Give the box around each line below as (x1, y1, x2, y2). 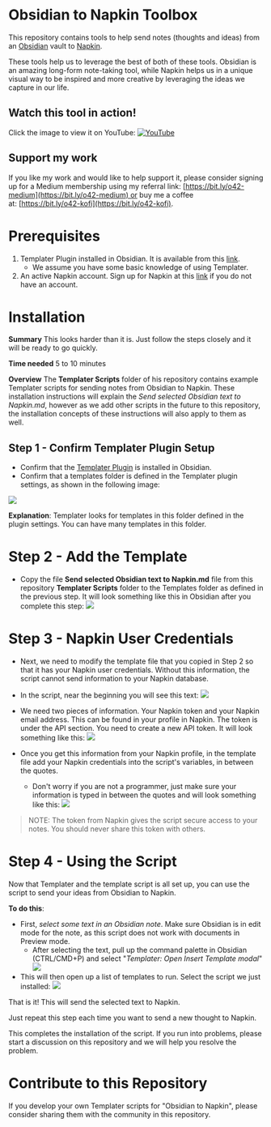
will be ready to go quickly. (8, 343, 99, 353)
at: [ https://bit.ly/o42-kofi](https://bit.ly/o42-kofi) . (8, 199, 174, 208)
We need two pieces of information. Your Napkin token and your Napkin (19, 707, 260, 716)
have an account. (19, 280, 78, 289)
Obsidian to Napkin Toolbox (8, 6, 198, 24)
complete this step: (19, 601, 85, 611)
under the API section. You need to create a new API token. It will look (19, 724, 253, 733)
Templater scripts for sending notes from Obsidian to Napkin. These (8, 383, 235, 393)
